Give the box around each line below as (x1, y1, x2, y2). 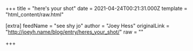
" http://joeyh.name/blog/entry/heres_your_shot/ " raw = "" (5, 28, 143, 35)
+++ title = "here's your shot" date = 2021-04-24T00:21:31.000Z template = (5, 5, 188, 12)
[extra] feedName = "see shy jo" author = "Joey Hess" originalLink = (5, 23, 170, 29)
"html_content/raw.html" (5, 11, 64, 18)
